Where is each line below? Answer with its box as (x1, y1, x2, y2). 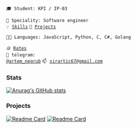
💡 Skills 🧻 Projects (6, 24, 56, 30)
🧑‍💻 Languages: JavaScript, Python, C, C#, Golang (6, 34, 132, 40)
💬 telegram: (6, 52, 36, 58)
